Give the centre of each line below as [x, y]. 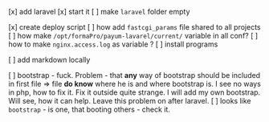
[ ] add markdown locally [49, 60]
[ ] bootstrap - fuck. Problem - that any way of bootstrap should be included [134, 75]
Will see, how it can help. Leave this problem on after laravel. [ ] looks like [130, 101]
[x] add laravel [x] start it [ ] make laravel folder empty [99, 12]
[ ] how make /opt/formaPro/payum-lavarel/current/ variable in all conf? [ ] [133, 36]
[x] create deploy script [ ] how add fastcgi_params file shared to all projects [134, 27]
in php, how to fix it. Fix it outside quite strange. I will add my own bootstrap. [134, 92]
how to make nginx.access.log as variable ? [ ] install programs [113, 44]
